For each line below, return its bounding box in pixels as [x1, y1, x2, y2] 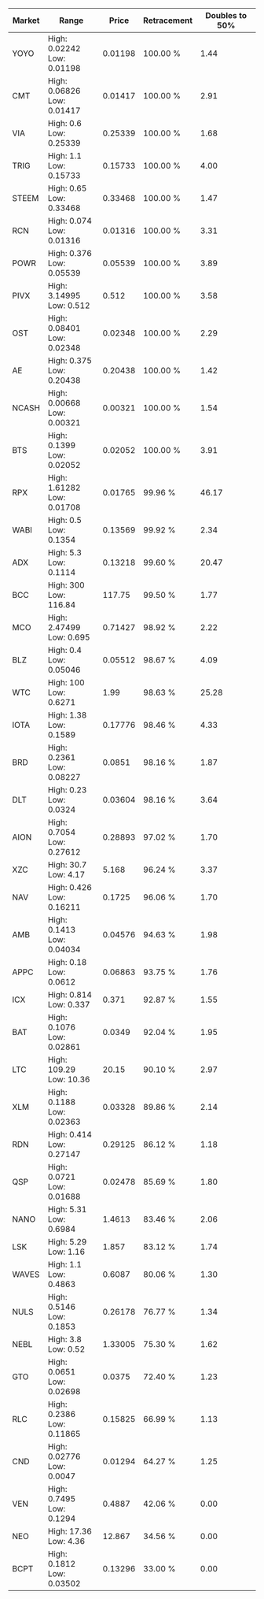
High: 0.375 [47, 355, 93, 365]
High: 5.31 [47, 1204, 87, 1215]
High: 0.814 [47, 989, 93, 1000]
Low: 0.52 [47, 1344, 86, 1354]
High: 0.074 [47, 216, 93, 226]
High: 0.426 [47, 882, 93, 892]
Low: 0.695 [47, 632, 90, 643]
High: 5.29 [47, 1237, 87, 1247]
